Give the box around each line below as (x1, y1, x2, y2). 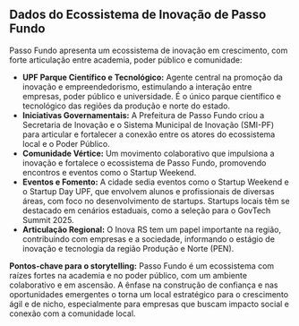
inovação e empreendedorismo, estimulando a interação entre (21, 81, 252, 92)
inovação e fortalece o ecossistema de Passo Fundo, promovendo (21, 157, 267, 168)
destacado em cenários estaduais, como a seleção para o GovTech (21, 205, 271, 216)
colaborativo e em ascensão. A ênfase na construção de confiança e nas (9, 279, 278, 290)
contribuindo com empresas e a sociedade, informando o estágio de (21, 233, 276, 244)
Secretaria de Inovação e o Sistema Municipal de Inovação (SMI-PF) (21, 119, 275, 130)
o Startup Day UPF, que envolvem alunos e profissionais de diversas (21, 185, 275, 196)
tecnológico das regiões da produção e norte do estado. (21, 100, 231, 111)
